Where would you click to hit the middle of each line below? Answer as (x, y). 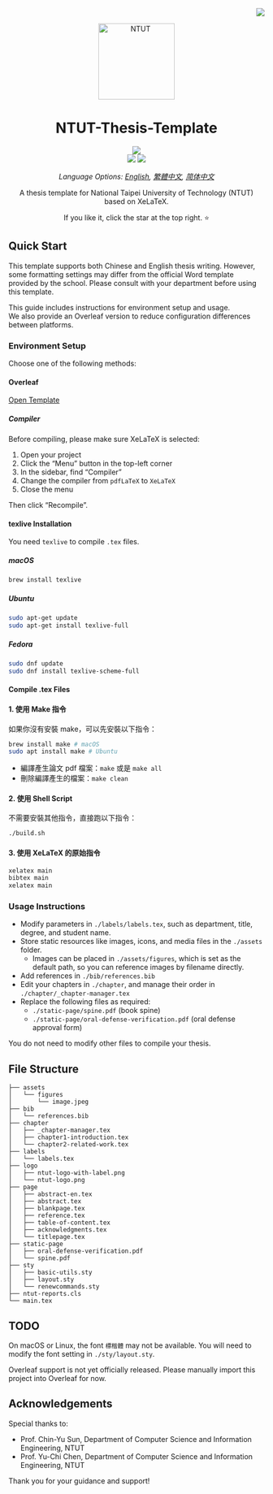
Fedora (21, 644)
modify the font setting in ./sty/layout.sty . (82, 1354)
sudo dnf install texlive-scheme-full (74, 671)
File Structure (43, 1069)
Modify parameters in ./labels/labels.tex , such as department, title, (136, 924)
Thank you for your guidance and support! (79, 1481)
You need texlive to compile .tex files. (74, 542)
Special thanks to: (39, 1423)
